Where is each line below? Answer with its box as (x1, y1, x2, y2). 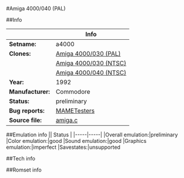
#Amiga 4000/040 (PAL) (6, 5, 66, 12)
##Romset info (6, 166, 42, 173)
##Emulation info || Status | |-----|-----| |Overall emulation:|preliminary (6, 131, 178, 138)
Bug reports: (9, 107, 45, 115)
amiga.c (55, 117, 78, 124)
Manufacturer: (9, 88, 51, 95)
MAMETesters (55, 107, 95, 115)
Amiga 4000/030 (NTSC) (55, 59, 126, 67)
